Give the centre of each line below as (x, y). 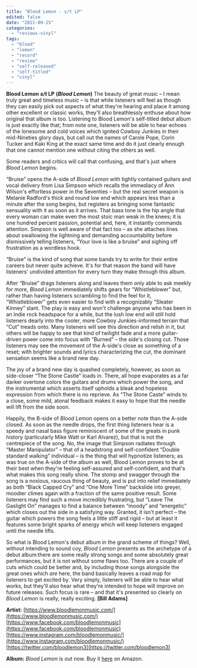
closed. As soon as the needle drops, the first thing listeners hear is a (90, 425)
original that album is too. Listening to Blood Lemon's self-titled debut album (98, 119)
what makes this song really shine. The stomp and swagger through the (93, 475)
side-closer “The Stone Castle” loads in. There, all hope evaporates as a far (98, 376)
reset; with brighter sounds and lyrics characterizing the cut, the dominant (96, 352)
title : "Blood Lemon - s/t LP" (44, 11)
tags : (13, 39)
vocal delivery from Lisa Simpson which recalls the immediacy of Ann (90, 185)
